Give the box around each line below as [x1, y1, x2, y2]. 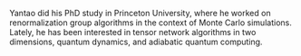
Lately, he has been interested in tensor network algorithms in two [9, 27, 257, 37]
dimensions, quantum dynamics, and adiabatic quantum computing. [9, 36, 263, 47]
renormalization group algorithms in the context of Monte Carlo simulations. [9, 17, 292, 28]
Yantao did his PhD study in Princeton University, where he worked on [9, 8, 271, 18]
